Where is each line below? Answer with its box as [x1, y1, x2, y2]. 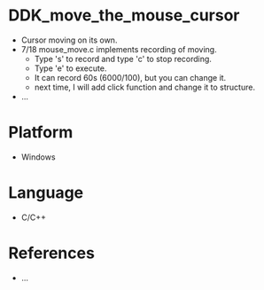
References [8, 243, 95, 263]
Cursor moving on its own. [20, 35, 118, 45]
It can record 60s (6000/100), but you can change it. [34, 72, 227, 82]
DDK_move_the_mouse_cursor [8, 5, 240, 26]
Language [8, 183, 84, 203]
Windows [20, 152, 56, 162]
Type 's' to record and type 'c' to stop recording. [34, 53, 212, 64]
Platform [8, 122, 74, 143]
